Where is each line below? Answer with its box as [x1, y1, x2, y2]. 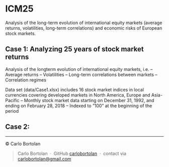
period [5, 108, 19, 114]
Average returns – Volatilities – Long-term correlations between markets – [5, 71, 157, 77]
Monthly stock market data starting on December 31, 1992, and [24, 97, 154, 103]
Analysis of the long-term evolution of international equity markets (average [5, 20, 162, 26]
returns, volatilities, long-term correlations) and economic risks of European [5, 25, 162, 31]
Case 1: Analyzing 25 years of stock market [5, 45, 144, 53]
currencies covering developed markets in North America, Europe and [5, 92, 150, 98]
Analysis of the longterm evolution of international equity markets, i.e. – [5, 66, 153, 72]
